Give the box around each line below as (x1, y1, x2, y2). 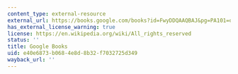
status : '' (7, 37, 40, 44)
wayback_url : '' (7, 56, 55, 63)
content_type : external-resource (7, 10, 106, 18)
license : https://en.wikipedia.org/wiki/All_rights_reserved (7, 30, 192, 37)
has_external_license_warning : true (7, 23, 115, 30)
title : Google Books (7, 43, 69, 50)
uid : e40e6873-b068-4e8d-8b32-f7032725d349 (7, 50, 138, 57)
